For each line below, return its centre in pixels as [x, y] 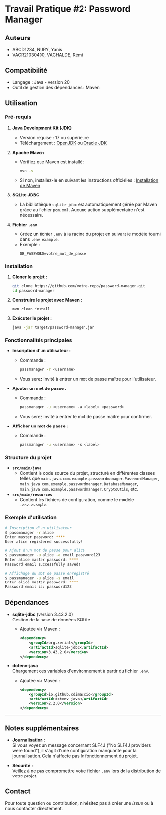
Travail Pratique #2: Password [68, 9]
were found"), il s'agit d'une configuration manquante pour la [74, 750]
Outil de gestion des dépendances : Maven [56, 87]
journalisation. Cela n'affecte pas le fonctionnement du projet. [75, 756]
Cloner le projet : [30, 277]
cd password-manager [33, 291]
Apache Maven [28, 152]
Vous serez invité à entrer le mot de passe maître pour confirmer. [86, 417]
